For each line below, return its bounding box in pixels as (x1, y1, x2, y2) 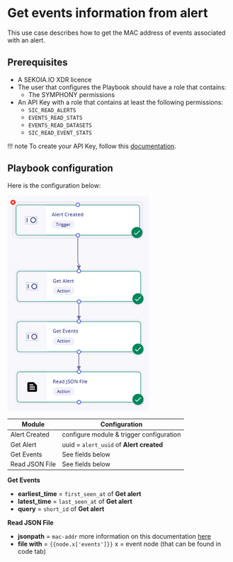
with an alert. (7, 35, 46, 44)
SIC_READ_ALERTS (28, 106, 76, 114)
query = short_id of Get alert (17, 505, 105, 513)
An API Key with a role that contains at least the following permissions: (17, 98, 223, 106)
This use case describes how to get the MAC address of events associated (7, 28, 226, 37)
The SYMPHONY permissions (28, 90, 115, 99)
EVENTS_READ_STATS (28, 114, 83, 121)
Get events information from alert (7, 5, 208, 21)
